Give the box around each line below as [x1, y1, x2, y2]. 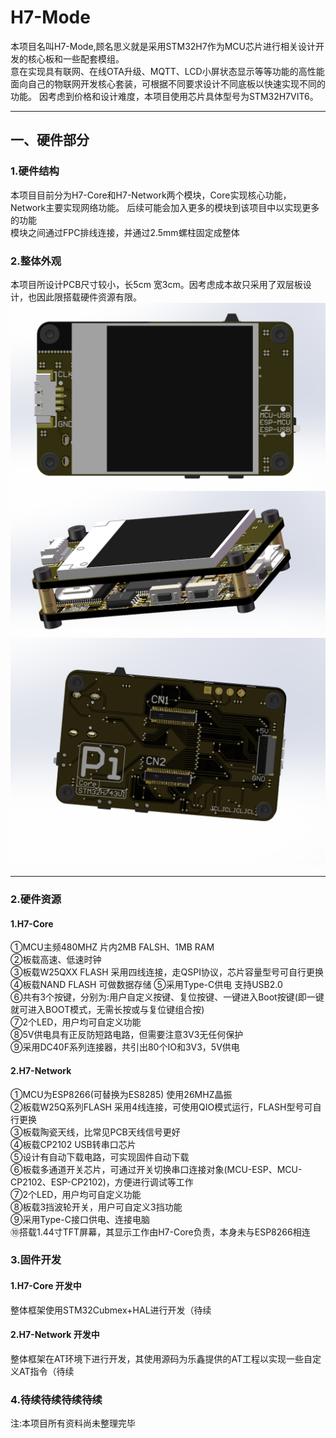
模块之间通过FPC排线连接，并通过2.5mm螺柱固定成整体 [10, 226, 240, 238]
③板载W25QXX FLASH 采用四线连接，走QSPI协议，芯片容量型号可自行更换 [10, 966, 324, 978]
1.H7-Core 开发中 [10, 1280, 82, 1292]
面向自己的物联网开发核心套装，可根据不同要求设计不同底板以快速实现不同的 [10, 77, 326, 90]
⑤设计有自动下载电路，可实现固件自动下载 [10, 1151, 190, 1163]
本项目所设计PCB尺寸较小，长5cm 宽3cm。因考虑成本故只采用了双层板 [10, 278, 303, 290]
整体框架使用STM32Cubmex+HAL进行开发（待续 [10, 1304, 212, 1316]
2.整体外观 [10, 254, 62, 268]
